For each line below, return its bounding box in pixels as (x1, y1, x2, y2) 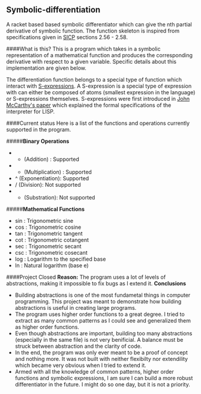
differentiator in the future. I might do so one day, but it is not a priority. (14, 381, 190, 388)
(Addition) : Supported (23, 156, 80, 163)
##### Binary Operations (6, 138, 70, 145)
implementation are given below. (6, 64, 87, 71)
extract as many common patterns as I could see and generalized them (14, 317, 191, 324)
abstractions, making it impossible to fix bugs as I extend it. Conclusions (6, 279, 187, 287)
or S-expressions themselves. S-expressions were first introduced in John (6, 95, 190, 102)
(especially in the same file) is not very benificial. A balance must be (14, 336, 184, 343)
